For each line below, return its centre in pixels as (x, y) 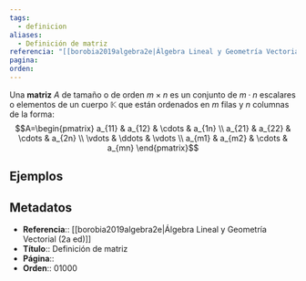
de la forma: (32, 114)
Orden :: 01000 (50, 268)
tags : (20, 18)
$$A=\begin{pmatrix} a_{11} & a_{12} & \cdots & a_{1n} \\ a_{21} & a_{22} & (153, 128)
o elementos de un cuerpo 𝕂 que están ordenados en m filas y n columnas (149, 104)
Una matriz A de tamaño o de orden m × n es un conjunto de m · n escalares (153, 94)
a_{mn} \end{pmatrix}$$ (153, 148)
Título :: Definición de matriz (75, 249)
